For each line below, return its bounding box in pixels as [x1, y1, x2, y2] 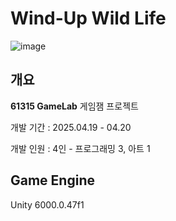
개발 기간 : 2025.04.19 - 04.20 [10, 121, 132, 133]
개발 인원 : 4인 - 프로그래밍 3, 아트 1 [10, 142, 151, 154]
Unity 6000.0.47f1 [10, 198, 85, 211]
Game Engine [10, 172, 95, 189]
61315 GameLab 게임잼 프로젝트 [10, 100, 139, 112]
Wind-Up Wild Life [10, 7, 167, 30]
